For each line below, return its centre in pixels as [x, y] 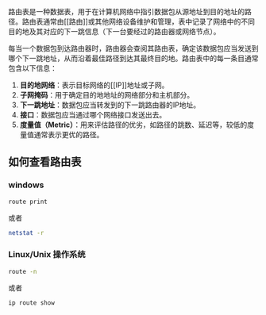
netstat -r [26, 232]
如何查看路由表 [45, 162]
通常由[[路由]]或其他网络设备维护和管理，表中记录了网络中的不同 [149, 21]
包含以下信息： [33, 68]
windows [26, 185]
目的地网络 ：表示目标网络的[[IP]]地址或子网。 [94, 85]
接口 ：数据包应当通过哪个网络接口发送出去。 [93, 115]
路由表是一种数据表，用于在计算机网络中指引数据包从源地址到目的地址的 [126, 12]
